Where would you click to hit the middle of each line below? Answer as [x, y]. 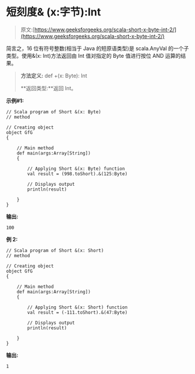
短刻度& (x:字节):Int [54, 12]
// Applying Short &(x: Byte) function [76, 169]
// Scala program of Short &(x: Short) [55, 250]
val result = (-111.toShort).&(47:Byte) [77, 312]
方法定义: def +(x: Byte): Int [54, 76]
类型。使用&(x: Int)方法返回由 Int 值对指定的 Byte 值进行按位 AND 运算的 [93, 55]
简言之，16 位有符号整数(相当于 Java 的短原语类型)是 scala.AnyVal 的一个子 [98, 48]
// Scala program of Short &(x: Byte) [54, 112]
